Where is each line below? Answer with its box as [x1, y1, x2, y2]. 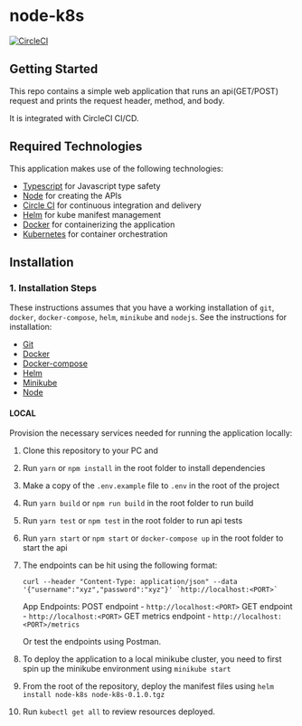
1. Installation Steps [9, 281, 98, 294]
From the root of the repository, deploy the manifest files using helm [22, 681, 274, 692]
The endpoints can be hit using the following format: [22, 560, 218, 570]
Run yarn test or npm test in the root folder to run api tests [22, 515, 243, 526]
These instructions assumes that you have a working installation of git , [9, 302, 275, 313]
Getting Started [9, 61, 99, 77]
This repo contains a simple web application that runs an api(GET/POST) [9, 85, 278, 96]
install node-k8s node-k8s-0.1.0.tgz [22, 691, 165, 700]
